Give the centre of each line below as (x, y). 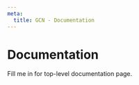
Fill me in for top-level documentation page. (70, 74)
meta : (15, 14)
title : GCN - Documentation (54, 20)
